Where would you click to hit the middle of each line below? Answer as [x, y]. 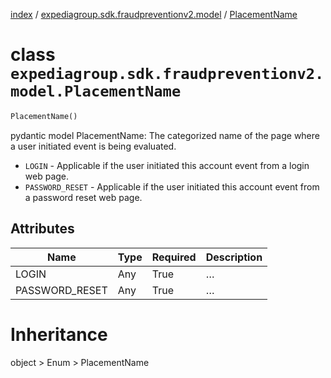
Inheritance [59, 334]
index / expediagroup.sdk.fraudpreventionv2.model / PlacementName [154, 14]
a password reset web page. [83, 197]
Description [234, 257]
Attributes [42, 229]
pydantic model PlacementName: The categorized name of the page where [165, 135]
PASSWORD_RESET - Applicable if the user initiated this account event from [172, 186]
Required [174, 257]
